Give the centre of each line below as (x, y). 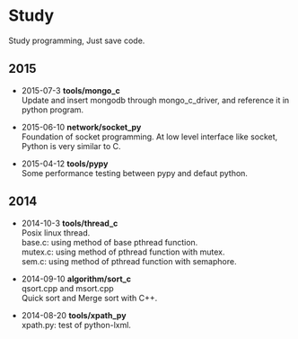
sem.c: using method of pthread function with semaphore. (129, 261)
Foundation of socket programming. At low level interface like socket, (149, 137)
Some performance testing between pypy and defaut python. (135, 173)
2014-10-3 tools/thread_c (70, 223)
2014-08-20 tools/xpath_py (74, 315)
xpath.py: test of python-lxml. (76, 325)
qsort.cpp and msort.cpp (67, 288)
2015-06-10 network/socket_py (81, 127)
